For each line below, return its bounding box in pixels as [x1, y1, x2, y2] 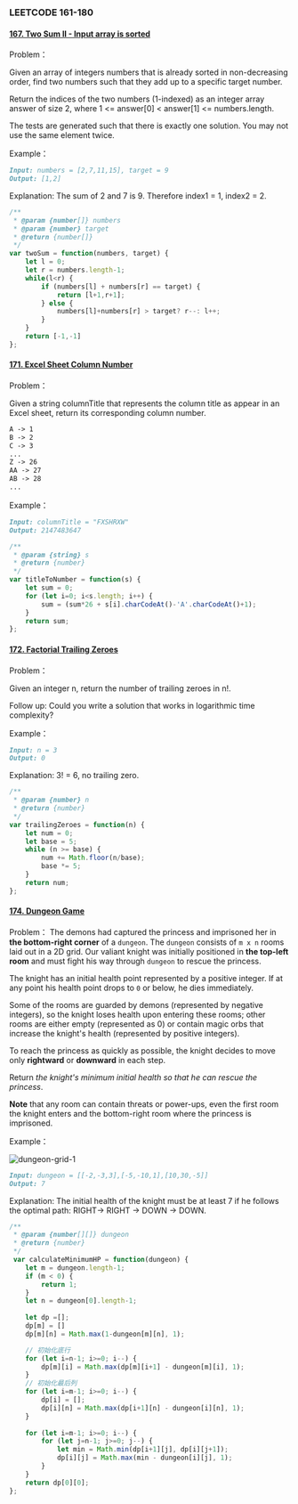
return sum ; [25, 616, 69, 625]
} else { [41, 298, 74, 308]
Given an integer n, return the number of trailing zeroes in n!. [9, 683, 231, 694]
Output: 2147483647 [9, 525, 82, 535]
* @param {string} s [12, 550, 90, 559]
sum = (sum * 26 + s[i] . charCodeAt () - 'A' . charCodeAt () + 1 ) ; [41, 599, 257, 609]
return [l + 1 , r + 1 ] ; [56, 290, 125, 299]
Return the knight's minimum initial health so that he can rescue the [9, 1071, 258, 1083]
